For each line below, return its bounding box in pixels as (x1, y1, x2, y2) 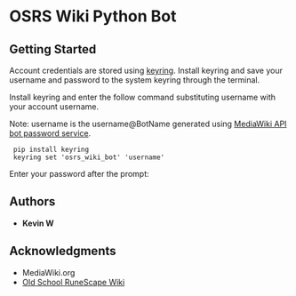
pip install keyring (12, 145, 90, 154)
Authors (9, 194, 56, 210)
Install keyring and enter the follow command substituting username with (9, 92, 276, 102)
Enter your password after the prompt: (9, 169, 149, 179)
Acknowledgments (9, 244, 117, 259)
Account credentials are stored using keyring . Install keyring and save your (9, 65, 283, 76)
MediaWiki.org (21, 267, 76, 277)
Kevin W (21, 218, 55, 228)
